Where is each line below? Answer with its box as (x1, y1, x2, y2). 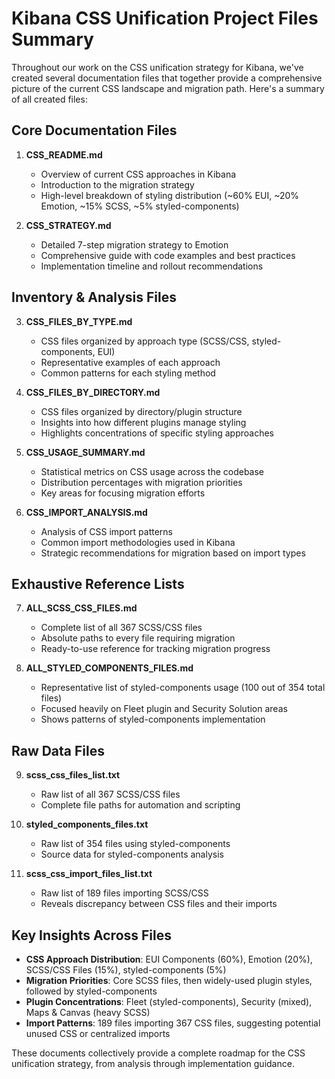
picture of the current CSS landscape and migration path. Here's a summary (11, 82, 325, 94)
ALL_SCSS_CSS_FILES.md (25, 602, 138, 614)
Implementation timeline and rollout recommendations (40, 260, 264, 272)
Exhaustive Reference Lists (11, 575, 185, 592)
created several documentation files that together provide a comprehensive (11, 72, 323, 84)
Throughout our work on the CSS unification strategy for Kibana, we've (11, 61, 304, 73)
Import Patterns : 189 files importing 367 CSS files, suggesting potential (25, 1017, 321, 1029)
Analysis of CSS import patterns (40, 525, 173, 537)
